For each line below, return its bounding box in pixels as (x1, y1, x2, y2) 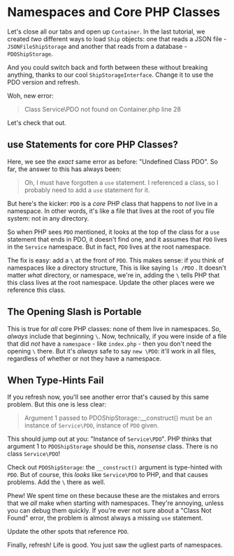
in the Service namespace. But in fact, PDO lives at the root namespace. (7, 242, 211, 251)
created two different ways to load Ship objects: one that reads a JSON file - (7, 34, 227, 43)
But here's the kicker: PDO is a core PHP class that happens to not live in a (7, 199, 218, 207)
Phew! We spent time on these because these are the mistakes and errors (7, 492, 220, 500)
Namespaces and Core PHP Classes (7, 4, 221, 20)
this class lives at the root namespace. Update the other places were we (7, 278, 215, 286)
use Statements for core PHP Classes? (7, 139, 178, 151)
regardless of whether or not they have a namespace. (7, 354, 162, 363)
